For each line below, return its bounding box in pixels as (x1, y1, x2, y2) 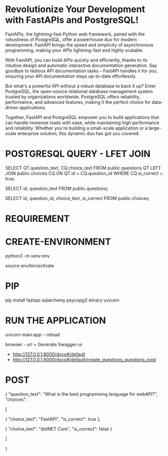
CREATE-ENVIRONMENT (5, 236, 111, 247)
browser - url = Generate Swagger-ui (5, 341, 82, 347)
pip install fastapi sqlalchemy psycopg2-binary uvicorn (5, 297, 120, 303)
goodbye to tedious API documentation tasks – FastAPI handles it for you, (5, 67, 158, 74)
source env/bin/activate (5, 263, 54, 269)
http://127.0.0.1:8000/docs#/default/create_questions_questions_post (12, 356, 156, 362)
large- (148, 125, 161, 131)
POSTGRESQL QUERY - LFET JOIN (5, 148, 150, 160)
